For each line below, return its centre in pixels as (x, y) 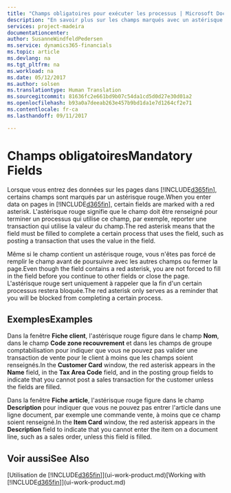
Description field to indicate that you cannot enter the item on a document (112, 430)
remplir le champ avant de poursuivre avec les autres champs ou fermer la (112, 261)
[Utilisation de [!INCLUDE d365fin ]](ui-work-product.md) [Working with (107, 475)
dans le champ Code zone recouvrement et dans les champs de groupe (110, 343)
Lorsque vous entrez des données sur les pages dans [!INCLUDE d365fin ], (112, 189)
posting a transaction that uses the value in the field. (81, 241)
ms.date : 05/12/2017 (37, 77)
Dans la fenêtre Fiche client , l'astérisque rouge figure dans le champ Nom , (113, 336)
